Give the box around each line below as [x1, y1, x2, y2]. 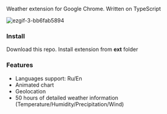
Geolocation [15, 87, 46, 95]
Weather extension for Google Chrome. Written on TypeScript [6, 5, 162, 12]
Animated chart [15, 81, 54, 89]
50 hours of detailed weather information [15, 94, 119, 101]
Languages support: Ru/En [15, 75, 82, 82]
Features [6, 61, 34, 69]
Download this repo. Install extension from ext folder [6, 45, 138, 53]
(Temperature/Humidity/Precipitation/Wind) [15, 100, 124, 108]
